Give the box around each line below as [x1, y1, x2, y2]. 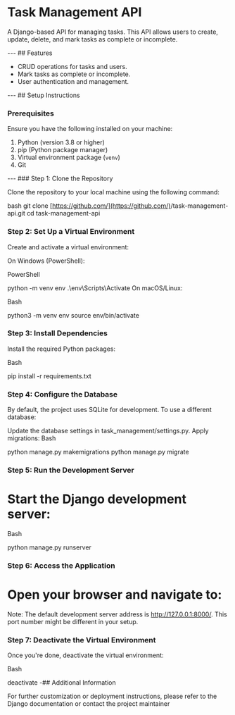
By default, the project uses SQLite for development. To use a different [7, 406, 212, 414]
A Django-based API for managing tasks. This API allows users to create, [7, 27, 218, 36]
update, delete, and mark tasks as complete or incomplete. [7, 35, 178, 43]
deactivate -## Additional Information [7, 678, 116, 687]
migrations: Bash [7, 434, 56, 442]
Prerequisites [7, 108, 54, 118]
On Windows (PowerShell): [7, 256, 85, 265]
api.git [7, 209, 26, 218]
